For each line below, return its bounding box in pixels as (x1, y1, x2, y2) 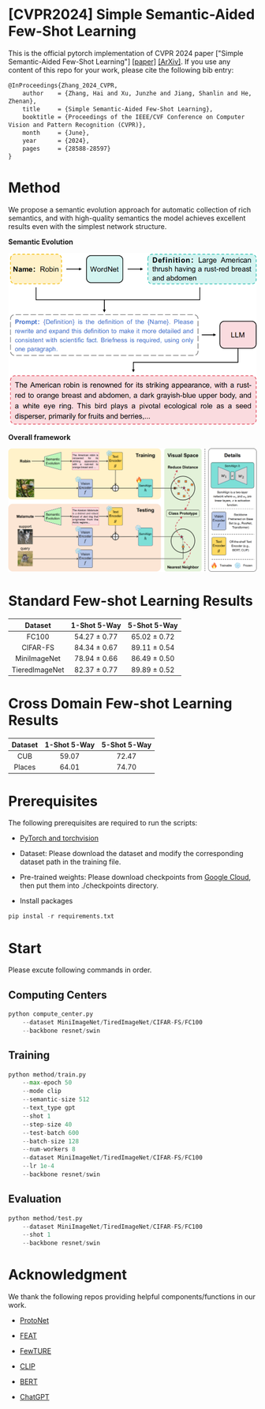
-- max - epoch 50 (22, 1079, 73, 1087)
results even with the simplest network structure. (8, 221, 167, 231)
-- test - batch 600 (22, 1129, 80, 1137)
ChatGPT (19, 1392, 50, 1402)
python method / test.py (8, 1214, 83, 1222)
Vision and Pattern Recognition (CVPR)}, (8, 121, 147, 129)
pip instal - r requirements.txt (8, 912, 114, 921)
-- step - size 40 (22, 1120, 73, 1129)
